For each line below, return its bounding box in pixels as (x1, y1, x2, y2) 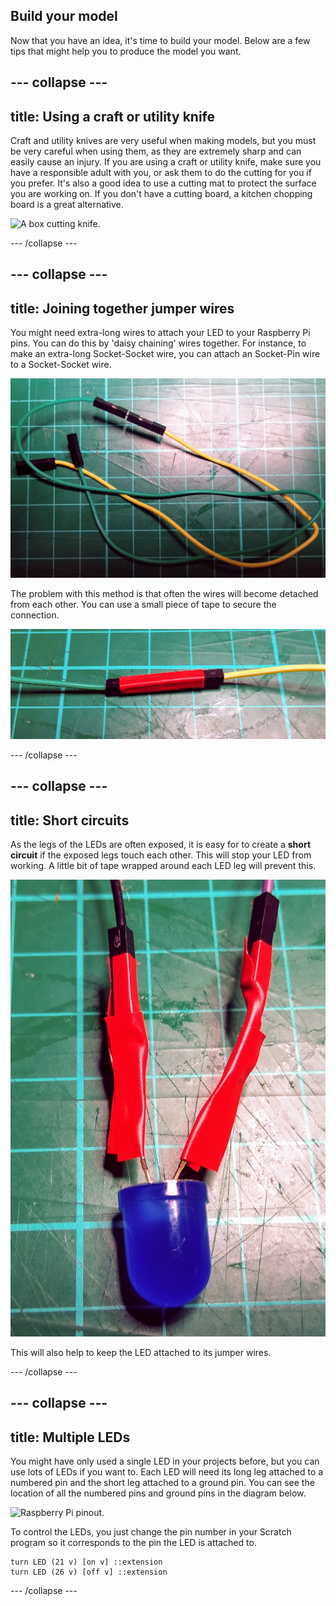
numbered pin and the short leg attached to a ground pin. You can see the (10, 1477, 315, 1489)
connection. (10, 609, 60, 621)
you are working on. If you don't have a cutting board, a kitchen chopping (10, 188, 313, 200)
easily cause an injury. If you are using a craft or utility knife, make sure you (10, 156, 322, 168)
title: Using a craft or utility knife (10, 108, 215, 125)
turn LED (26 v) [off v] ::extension (10, 1567, 168, 1578)
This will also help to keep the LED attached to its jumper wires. (10, 1347, 272, 1359)
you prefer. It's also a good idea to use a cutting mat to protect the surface (10, 177, 317, 189)
